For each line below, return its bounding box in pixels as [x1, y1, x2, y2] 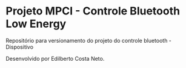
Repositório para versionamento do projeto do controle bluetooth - [5, 37, 172, 44]
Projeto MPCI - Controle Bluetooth [5, 4, 180, 18]
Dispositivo [5, 43, 34, 51]
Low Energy [5, 17, 67, 31]
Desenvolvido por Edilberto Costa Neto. [5, 55, 105, 62]
